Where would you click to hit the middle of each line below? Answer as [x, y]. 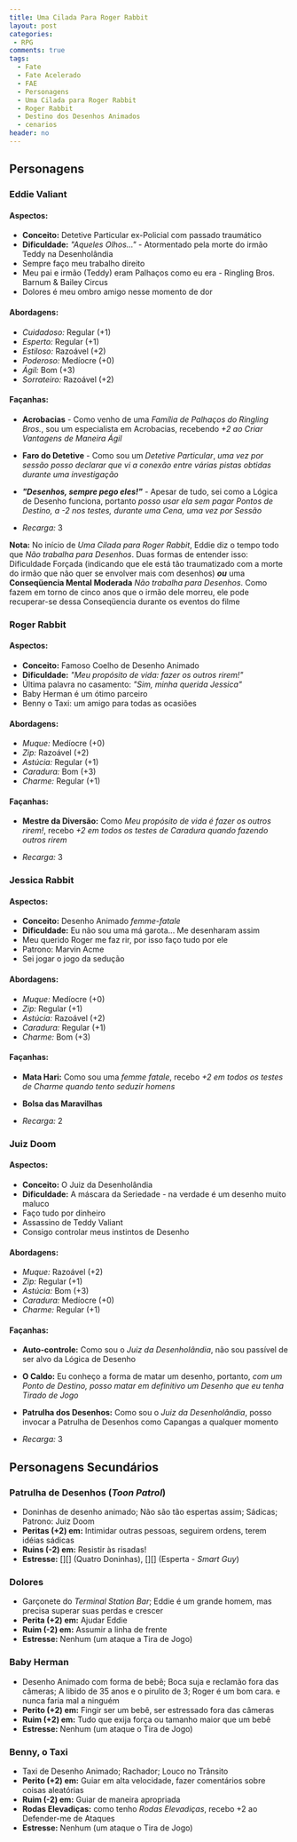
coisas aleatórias [53, 1790]
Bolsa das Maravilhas [63, 1104]
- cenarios [37, 125]
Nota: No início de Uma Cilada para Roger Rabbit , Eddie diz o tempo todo [144, 545]
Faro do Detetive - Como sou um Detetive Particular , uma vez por [143, 455]
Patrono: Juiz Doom [58, 1521]
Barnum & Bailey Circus [65, 283]
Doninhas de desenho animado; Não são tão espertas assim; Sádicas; [149, 1512]
